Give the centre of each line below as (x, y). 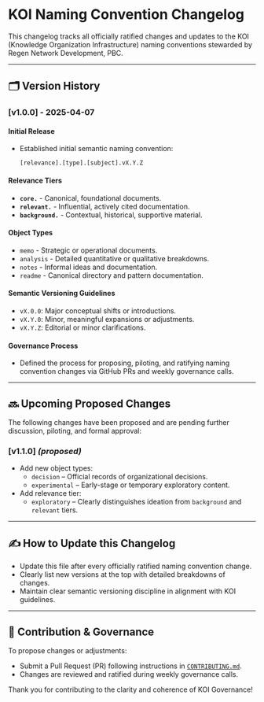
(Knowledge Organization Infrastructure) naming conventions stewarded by (130, 44)
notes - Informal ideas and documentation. (88, 267)
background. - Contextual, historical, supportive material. (111, 215)
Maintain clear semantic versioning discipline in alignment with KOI (128, 591)
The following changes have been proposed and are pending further (119, 423)
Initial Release (31, 131)
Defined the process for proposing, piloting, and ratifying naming (125, 363)
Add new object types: (56, 468)
